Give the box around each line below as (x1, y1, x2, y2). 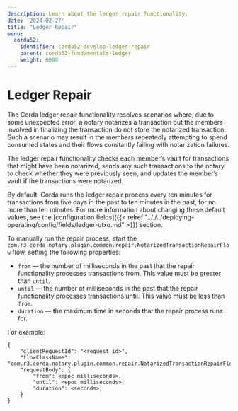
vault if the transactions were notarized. (7, 176, 124, 185)
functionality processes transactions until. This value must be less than (17, 291, 225, 300)
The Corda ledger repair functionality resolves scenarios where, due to (7, 110, 215, 119)
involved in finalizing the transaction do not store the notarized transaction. (7, 125, 227, 134)
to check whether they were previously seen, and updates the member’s (7, 169, 218, 178)
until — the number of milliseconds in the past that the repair (17, 284, 198, 292)
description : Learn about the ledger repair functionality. (7, 10, 189, 18)
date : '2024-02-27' (7, 17, 65, 24)
